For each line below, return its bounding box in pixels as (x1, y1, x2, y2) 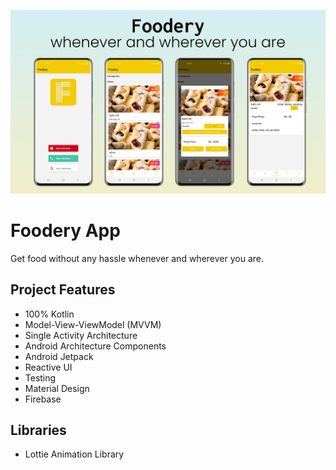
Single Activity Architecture (24, 329, 138, 341)
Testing (24, 371, 57, 384)
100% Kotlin (24, 308, 75, 320)
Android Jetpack (24, 350, 94, 362)
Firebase (24, 393, 62, 405)
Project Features (10, 281, 116, 299)
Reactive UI (24, 361, 73, 373)
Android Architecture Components (24, 340, 167, 352)
